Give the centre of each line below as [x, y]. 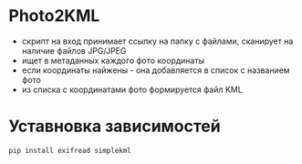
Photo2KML [54, 16]
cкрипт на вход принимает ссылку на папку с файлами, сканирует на [157, 41]
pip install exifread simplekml [70, 150]
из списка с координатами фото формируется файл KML [132, 89]
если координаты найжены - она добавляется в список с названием [156, 70]
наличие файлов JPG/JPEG [74, 50]
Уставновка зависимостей [115, 126]
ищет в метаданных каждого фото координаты [113, 60]
